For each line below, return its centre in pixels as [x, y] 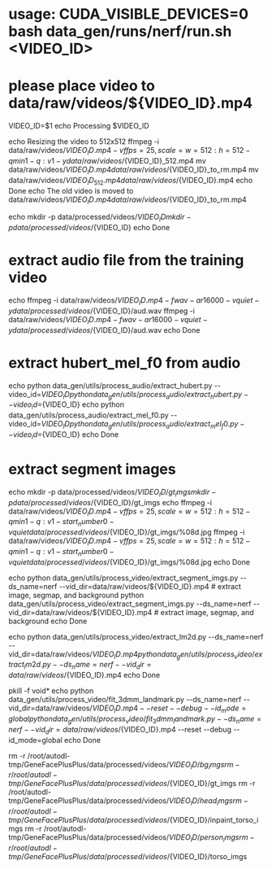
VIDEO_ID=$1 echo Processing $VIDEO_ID [79, 126]
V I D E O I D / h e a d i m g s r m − [209, 802]
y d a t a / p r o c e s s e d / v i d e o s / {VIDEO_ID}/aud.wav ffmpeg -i [101, 311]
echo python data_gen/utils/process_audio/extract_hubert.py [110, 385]
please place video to [82, 86]
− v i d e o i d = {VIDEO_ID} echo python [66, 406]
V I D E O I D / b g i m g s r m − [205, 765]
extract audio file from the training [126, 260]
